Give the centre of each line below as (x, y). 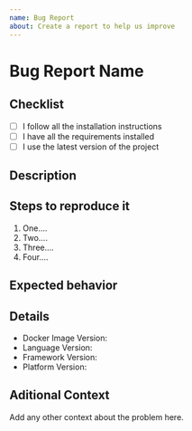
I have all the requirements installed (88, 136)
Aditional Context (59, 395)
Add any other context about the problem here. (97, 417)
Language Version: (57, 348)
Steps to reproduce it (70, 206)
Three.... (38, 247)
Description (43, 176)
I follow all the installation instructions (92, 126)
